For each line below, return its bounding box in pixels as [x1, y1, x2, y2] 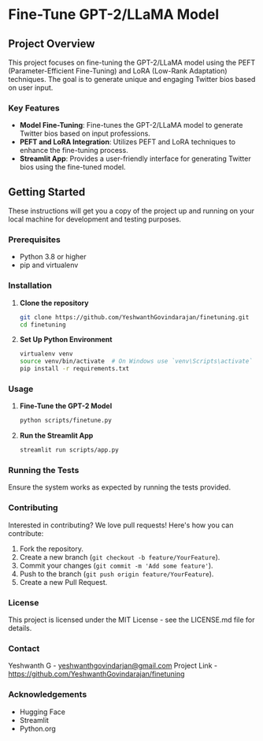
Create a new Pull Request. [19, 577, 108, 586]
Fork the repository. [19, 544, 84, 553]
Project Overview [8, 37, 95, 50]
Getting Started [8, 185, 86, 199]
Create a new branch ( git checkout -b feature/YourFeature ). [19, 552, 220, 561]
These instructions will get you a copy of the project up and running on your [8, 207, 254, 216]
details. [8, 624, 32, 633]
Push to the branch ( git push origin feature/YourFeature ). [19, 569, 214, 579]
